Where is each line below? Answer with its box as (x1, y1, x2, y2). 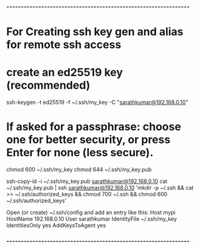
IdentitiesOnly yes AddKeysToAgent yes (6, 221, 106, 229)
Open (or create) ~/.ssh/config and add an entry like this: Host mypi (6, 208, 176, 216)
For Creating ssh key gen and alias (6, 25, 184, 39)
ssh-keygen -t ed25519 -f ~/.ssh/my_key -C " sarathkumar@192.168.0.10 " (6, 98, 188, 106)
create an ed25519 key (6, 66, 123, 80)
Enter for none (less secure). (6, 146, 154, 160)
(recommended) (6, 78, 91, 92)
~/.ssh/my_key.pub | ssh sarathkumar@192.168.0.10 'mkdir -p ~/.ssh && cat (6, 184, 194, 191)
